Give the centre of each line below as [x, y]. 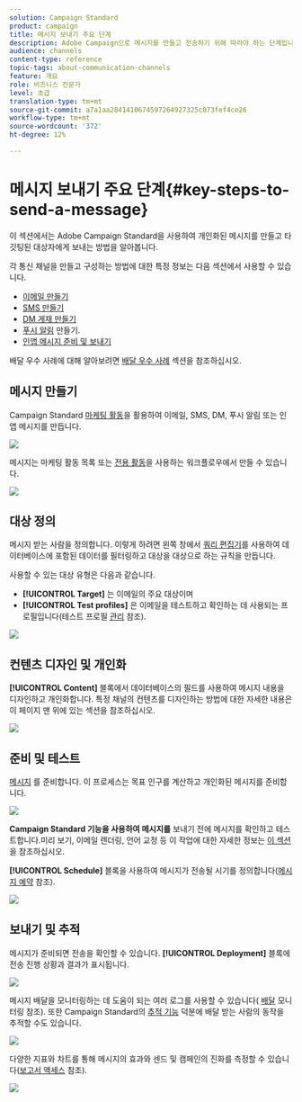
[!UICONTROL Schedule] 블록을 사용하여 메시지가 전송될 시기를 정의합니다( [144, 871]
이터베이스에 [31, 556]
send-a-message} [79, 210]
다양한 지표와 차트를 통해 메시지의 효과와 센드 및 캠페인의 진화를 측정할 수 [138, 1059]
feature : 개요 [34, 76]
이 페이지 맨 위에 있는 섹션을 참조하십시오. [82, 711]
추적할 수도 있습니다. [45, 1023]
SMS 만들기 [43, 308]
